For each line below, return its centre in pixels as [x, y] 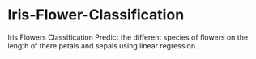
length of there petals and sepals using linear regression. [102, 45]
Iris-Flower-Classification [96, 15]
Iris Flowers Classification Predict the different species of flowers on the [128, 37]
